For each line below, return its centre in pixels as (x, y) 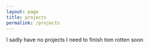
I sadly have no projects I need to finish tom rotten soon (75, 40)
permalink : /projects (33, 23)
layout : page (22, 12)
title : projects (26, 17)
